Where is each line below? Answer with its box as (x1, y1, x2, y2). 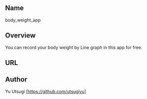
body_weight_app (5, 17, 41, 23)
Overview (5, 32, 36, 40)
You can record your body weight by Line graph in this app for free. (5, 44, 143, 50)
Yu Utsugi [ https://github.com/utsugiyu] (5, 88, 87, 94)
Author (5, 75, 27, 84)
